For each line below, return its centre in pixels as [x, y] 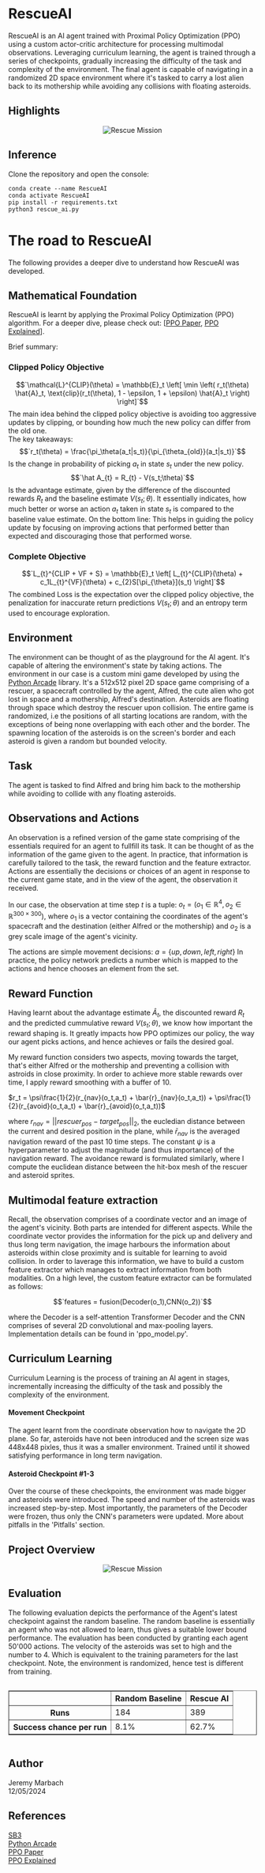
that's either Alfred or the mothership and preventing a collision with [119, 1065]
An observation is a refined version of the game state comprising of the [124, 837]
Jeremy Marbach [36, 1782]
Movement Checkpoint [47, 1413]
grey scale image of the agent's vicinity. [73, 936]
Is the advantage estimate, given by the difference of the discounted [119, 490]
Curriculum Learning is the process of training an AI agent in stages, [119, 1378]
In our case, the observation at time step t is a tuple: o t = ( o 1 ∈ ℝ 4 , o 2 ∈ [125, 904]
